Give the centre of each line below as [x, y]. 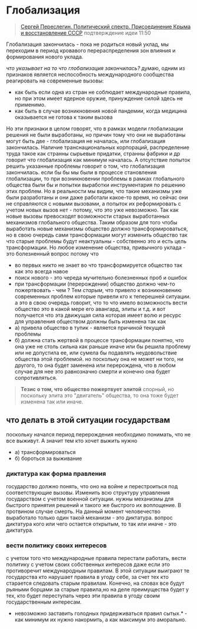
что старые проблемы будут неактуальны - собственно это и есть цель [96, 241]
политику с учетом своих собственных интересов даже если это [88, 565]
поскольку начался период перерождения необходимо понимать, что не [98, 434]
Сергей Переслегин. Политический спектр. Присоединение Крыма [106, 27]
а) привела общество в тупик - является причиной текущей [90, 327]
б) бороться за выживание [48, 458]
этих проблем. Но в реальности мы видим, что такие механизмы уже [94, 191]
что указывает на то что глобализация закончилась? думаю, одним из [96, 68]
